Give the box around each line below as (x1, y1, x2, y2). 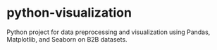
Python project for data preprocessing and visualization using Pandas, (6, 28, 211, 36)
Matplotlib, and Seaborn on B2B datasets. (6, 35, 128, 43)
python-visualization (6, 5, 132, 21)
